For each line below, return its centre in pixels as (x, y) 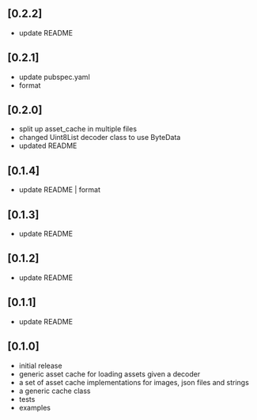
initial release (40, 365)
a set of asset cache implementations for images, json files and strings (134, 382)
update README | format (59, 190)
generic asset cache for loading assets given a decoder (110, 374)
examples (34, 407)
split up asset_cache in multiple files (78, 129)
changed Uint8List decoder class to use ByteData (100, 138)
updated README (48, 146)
